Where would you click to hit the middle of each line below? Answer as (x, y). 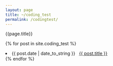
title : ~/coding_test (28, 15)
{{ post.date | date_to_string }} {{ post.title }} (60, 53)
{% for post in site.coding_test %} (41, 44)
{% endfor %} (20, 59)
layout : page (19, 10)
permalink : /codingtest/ (32, 19)
